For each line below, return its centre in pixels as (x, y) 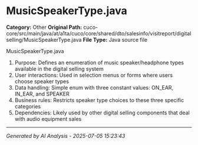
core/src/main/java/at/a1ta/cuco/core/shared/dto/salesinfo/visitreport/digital (99, 33)
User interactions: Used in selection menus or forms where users (93, 75)
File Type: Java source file (115, 39)
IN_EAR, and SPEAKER (42, 94)
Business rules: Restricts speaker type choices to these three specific (99, 100)
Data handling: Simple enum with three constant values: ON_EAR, (94, 87)
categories (28, 106)
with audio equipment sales (48, 118)
